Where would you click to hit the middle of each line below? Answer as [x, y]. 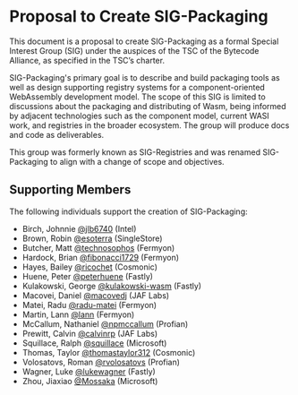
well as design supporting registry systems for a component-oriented [137, 87]
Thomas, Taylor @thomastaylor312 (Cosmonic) [109, 352]
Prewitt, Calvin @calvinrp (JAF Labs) [90, 333]
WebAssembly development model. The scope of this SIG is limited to [137, 97]
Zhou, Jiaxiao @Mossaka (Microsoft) [90, 381]
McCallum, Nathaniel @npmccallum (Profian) [105, 323]
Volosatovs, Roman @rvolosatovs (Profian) [101, 362]
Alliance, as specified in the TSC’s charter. [87, 60]
